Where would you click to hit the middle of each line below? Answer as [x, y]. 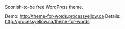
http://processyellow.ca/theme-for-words [48, 22]
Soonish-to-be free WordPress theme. [44, 7]
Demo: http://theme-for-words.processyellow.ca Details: [63, 16]
